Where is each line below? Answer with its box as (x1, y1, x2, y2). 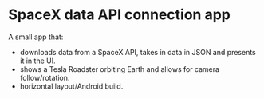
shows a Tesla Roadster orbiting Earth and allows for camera (19, 64, 220, 73)
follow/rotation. (19, 73, 70, 82)
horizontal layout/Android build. (19, 81, 124, 91)
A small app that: (8, 32, 64, 42)
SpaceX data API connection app (8, 6, 231, 24)
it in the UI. (19, 56, 56, 65)
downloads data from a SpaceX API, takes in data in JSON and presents (19, 47, 257, 57)
